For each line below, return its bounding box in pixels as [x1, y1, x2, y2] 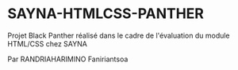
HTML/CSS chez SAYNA [7, 39, 88, 48]
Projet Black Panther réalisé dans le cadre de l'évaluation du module [7, 31, 231, 40]
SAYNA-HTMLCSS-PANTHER [7, 5, 204, 23]
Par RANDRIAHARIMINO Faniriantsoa [7, 54, 129, 64]
